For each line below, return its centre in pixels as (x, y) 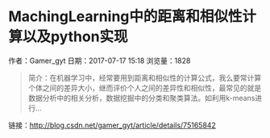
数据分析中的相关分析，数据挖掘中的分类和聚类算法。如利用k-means (141, 98)
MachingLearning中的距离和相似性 (125, 17)
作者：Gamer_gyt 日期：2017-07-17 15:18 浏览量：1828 (100, 61)
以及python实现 (75, 37)
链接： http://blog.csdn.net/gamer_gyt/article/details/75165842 (112, 125)
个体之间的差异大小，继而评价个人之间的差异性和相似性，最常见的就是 (145, 88)
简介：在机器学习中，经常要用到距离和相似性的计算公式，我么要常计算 (145, 77)
